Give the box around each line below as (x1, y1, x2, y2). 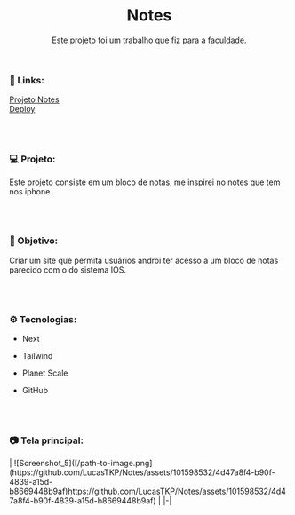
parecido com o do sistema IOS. (9, 264, 127, 275)
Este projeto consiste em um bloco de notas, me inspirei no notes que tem (9, 177, 281, 187)
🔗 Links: (9, 74, 44, 86)
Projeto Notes (9, 94, 60, 105)
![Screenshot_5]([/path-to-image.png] (13, 458, 153, 469)
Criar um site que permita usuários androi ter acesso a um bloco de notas (9, 255, 279, 265)
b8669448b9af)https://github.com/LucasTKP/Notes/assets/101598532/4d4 (9, 486, 287, 497)
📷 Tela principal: (9, 434, 84, 447)
